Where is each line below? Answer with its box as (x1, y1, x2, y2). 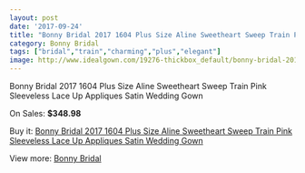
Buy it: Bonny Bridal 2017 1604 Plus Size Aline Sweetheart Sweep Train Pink (9, 126, 293, 137)
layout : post (9, 13, 59, 23)
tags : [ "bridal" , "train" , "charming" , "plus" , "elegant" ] (9, 47, 221, 56)
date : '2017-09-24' (9, 22, 84, 31)
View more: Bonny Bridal (9, 153, 102, 164)
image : (9, 56, 34, 65)
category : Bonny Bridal (9, 38, 100, 48)
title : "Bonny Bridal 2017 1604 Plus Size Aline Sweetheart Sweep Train (9, 30, 290, 39)
